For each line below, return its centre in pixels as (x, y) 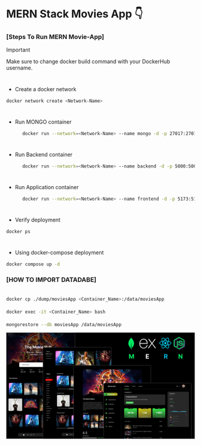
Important (18, 50)
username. (19, 68)
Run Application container (47, 187)
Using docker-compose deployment (59, 252)
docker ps (19, 231)
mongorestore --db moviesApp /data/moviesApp (64, 324)
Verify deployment (38, 220)
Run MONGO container (43, 122)
